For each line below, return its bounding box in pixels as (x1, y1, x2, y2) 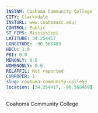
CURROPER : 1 (6, 73, 35, 79)
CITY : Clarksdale (6, 14, 48, 20)
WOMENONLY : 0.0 (6, 62, 43, 69)
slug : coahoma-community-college (6, 79, 87, 85)
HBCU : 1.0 (6, 47, 30, 52)
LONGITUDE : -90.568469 (6, 41, 61, 47)
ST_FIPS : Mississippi (6, 30, 59, 36)
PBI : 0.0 (6, 52, 27, 58)
